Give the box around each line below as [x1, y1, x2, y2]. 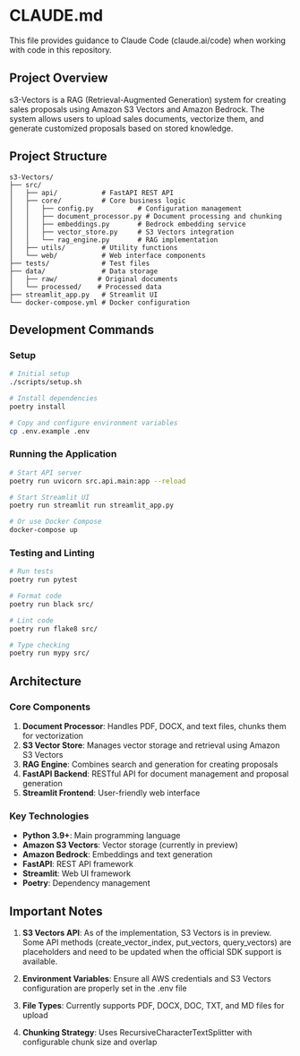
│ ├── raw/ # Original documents [9, 274, 178, 283]
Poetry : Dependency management [21, 878, 150, 889]
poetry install [9, 402, 66, 411]
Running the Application [9, 448, 117, 460]
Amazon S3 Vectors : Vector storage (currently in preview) [21, 839, 239, 851]
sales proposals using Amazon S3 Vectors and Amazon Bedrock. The [9, 104, 265, 115]
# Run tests [9, 567, 54, 576]
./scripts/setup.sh [9, 378, 82, 387]
